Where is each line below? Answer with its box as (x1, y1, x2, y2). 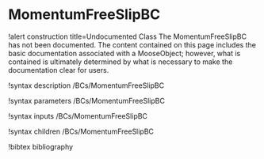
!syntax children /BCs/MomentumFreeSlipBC (8, 127, 155, 136)
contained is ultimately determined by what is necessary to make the (8, 57, 233, 66)
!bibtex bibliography (8, 142, 74, 151)
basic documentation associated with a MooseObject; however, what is (8, 48, 241, 58)
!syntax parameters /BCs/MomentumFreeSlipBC (8, 96, 165, 105)
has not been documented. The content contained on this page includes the (8, 40, 256, 49)
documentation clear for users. (8, 65, 109, 74)
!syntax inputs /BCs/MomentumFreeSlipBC (8, 111, 148, 120)
